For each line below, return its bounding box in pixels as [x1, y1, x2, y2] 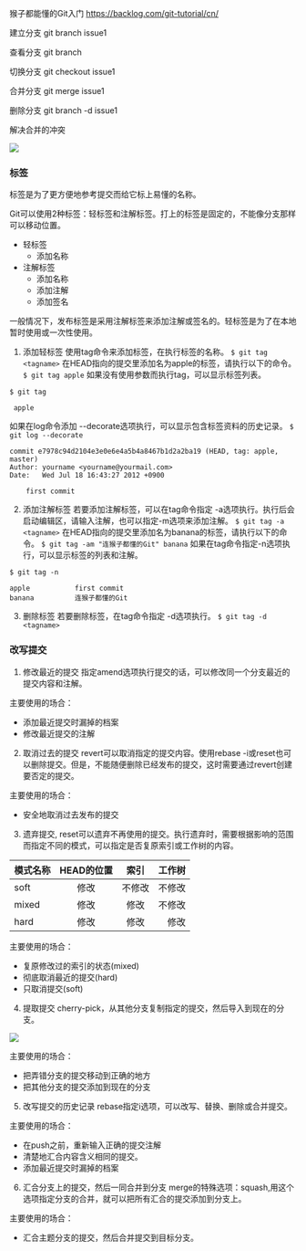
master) [9, 455, 39, 464]
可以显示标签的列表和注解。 [38, 550, 143, 561]
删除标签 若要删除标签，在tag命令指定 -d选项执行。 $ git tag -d [22, 611, 267, 622]
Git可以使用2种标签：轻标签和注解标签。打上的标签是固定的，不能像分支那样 [9, 208, 296, 219]
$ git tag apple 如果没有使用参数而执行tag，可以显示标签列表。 [22, 369, 267, 381]
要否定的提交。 [22, 770, 79, 781]
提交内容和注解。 [22, 678, 87, 689]
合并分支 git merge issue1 [9, 86, 105, 96]
